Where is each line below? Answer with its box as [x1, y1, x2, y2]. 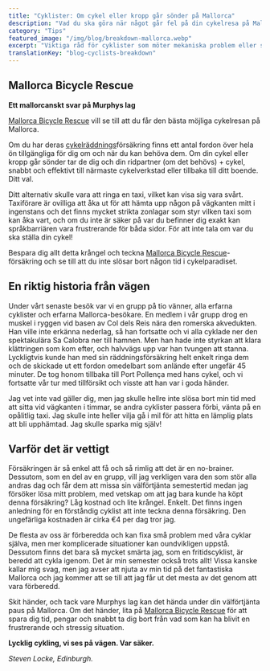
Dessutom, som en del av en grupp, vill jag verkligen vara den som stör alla [8, 472, 257, 482]
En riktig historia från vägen [8, 280, 150, 293]
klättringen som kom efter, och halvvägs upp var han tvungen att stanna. [8, 343, 249, 354]
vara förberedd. [8, 582, 60, 591]
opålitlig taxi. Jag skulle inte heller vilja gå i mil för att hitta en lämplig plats [8, 411, 253, 420]
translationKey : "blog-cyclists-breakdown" [8, 49, 157, 57]
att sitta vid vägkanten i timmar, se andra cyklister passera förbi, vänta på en [8, 402, 261, 411]
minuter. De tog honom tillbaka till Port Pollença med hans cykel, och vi [8, 369, 243, 378]
